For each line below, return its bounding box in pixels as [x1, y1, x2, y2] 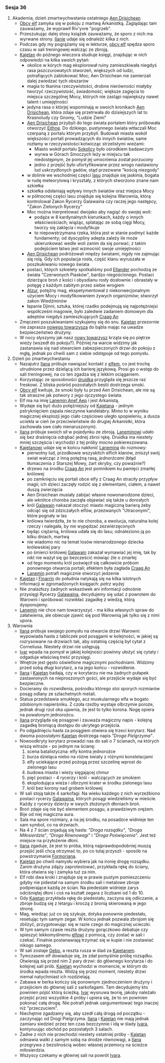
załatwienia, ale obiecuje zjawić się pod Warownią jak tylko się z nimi [19, 612, 160, 618]
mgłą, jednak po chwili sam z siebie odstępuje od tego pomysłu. [19, 351, 150, 356]
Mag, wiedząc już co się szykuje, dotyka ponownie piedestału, [19, 911, 147, 917]
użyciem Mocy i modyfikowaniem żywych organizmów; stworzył [27, 293, 158, 299]
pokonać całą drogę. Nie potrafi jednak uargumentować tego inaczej [19, 1000, 159, 1006]
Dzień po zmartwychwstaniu [12, 355, 70, 361]
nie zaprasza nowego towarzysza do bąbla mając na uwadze [19, 324, 144, 330]
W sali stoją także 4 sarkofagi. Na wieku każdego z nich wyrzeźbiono [19, 790, 161, 796]
